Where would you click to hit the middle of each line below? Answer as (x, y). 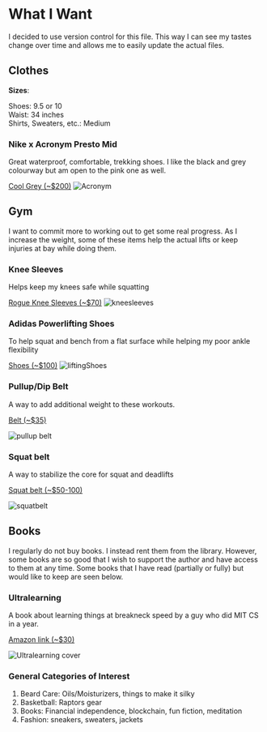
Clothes (29, 71)
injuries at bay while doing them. (63, 248)
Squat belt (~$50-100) (46, 490)
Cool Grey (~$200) (40, 186)
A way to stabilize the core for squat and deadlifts (91, 474)
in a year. (23, 624)
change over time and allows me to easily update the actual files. (117, 45)
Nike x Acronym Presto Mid (63, 144)
